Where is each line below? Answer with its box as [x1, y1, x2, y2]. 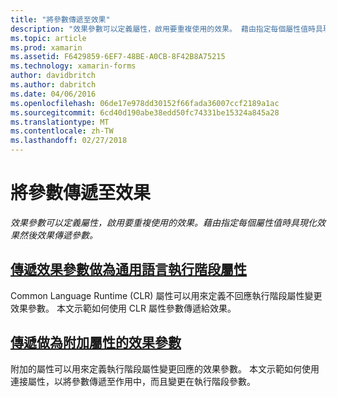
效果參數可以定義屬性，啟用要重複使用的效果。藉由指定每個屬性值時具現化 [10, 216, 317, 228]
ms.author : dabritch [10, 80, 97, 90]
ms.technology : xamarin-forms [10, 61, 137, 71]
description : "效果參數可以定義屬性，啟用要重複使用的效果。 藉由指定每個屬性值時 [10, 24, 316, 34]
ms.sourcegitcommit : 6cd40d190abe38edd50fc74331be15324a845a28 [10, 107, 280, 118]
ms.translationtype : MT [10, 117, 110, 127]
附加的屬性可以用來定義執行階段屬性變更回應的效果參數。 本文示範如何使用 [10, 362, 320, 375]
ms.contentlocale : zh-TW [10, 126, 114, 136]
